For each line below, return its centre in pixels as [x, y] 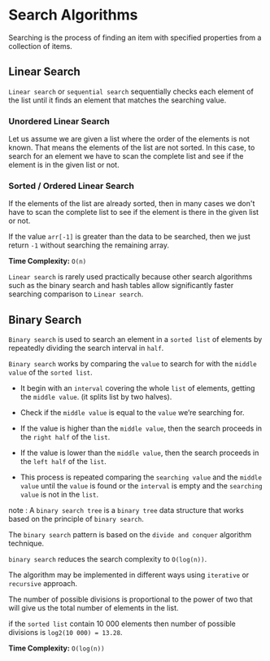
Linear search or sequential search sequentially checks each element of [131, 91]
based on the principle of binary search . [76, 519]
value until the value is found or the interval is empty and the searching [141, 486]
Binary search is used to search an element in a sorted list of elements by [135, 339]
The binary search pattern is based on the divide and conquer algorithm [130, 535]
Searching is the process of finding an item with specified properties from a [135, 37]
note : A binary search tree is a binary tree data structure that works [126, 510]
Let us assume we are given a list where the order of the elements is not [129, 139]
